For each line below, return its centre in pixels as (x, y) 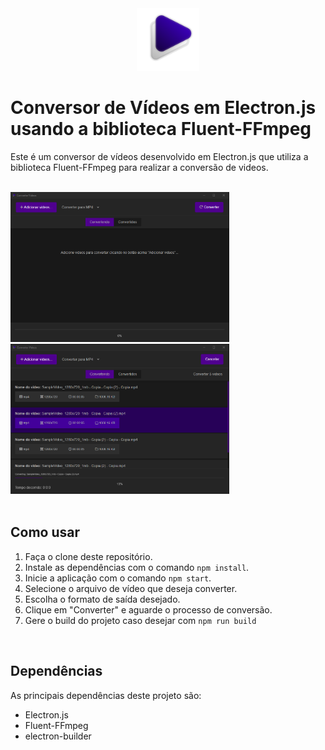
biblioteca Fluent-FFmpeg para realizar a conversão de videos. (139, 167)
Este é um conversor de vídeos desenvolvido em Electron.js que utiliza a (159, 156)
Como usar (45, 532)
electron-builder (58, 736)
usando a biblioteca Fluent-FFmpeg (161, 129)
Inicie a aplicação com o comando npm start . (118, 578)
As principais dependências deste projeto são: (106, 695)
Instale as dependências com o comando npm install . (137, 567)
